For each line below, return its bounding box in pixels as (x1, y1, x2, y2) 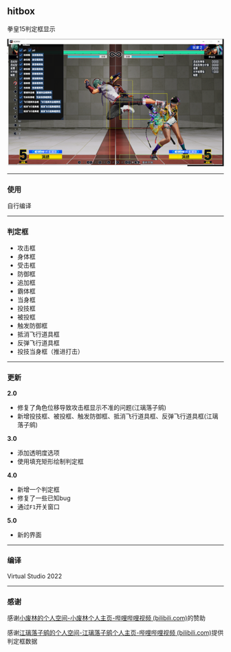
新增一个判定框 (16, 485, 60, 493)
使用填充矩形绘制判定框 (16, 457, 84, 465)
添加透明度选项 (16, 448, 60, 457)
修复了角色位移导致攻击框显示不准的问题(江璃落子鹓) (16, 403, 167, 411)
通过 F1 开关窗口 (16, 502, 60, 511)
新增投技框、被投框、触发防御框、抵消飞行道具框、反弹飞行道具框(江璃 (16, 412, 219, 420)
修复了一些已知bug (16, 493, 71, 502)
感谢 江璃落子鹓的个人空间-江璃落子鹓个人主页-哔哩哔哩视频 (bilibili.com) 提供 (7, 629, 224, 637)
